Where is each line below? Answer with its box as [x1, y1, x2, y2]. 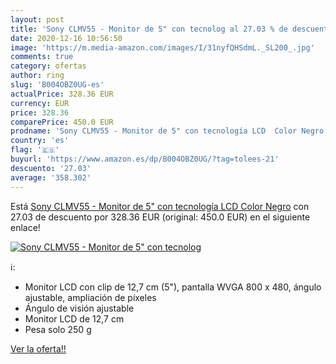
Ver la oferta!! [10, 342, 67, 355]
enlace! [10, 221, 41, 233]
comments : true [10, 52, 74, 62]
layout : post [10, 14, 65, 25]
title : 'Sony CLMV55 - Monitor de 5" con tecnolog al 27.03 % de [10, 24, 288, 34]
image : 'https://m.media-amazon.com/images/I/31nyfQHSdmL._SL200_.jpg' [10, 42, 315, 53]
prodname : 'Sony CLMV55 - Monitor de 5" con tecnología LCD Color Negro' [10, 126, 329, 136]
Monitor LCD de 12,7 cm [24, 312, 125, 325]
